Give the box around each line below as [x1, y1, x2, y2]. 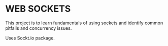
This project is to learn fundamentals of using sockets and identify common [5, 20, 163, 26]
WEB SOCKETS [5, 3, 71, 15]
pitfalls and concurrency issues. [5, 25, 72, 31]
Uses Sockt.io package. [5, 35, 55, 41]
